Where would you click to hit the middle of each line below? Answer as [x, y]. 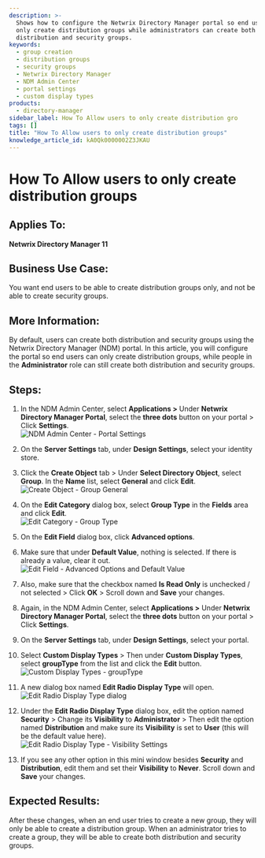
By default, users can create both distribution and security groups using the [132, 340]
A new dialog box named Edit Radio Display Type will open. [117, 687]
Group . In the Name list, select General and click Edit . [108, 481]
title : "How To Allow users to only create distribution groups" [118, 132]
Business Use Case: [59, 269]
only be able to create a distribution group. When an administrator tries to [128, 828]
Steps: [25, 390]
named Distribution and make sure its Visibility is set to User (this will [134, 727]
